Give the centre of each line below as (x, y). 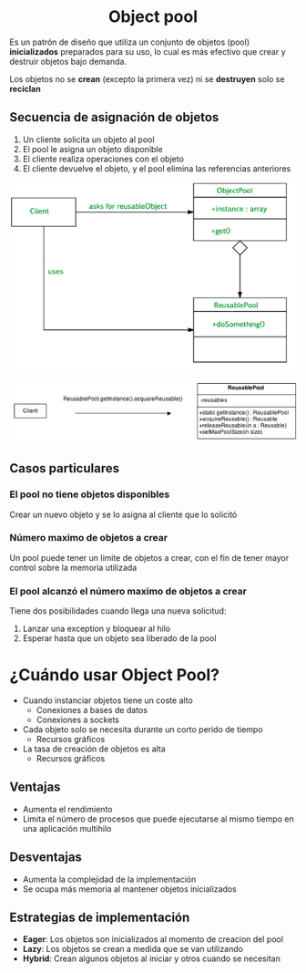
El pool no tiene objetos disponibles (90, 494)
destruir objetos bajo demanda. (68, 61)
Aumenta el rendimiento (67, 809)
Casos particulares (65, 468)
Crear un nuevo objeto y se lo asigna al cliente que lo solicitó (123, 514)
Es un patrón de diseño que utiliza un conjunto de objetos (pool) (130, 42)
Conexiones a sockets (78, 720)
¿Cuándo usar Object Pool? (115, 675)
